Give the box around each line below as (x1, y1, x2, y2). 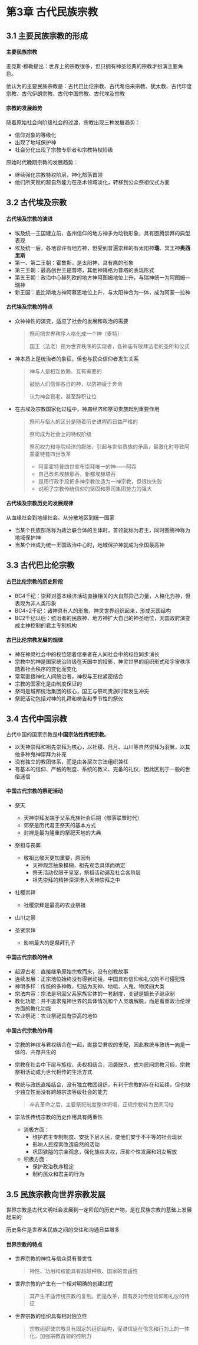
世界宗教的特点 (6, 1240, 42, 1247)
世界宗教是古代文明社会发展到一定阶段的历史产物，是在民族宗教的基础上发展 (6, 1206, 192, 1213)
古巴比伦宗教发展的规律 (6, 636, 63, 644)
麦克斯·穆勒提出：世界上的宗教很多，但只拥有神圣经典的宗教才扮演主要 (6, 63, 179, 70)
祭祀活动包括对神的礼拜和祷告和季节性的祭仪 (14, 695, 124, 702)
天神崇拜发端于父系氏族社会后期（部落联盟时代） (23, 814, 143, 821)
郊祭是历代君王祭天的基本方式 (23, 821, 96, 829)
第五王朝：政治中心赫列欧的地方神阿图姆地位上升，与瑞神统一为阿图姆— (14, 274, 190, 281)
